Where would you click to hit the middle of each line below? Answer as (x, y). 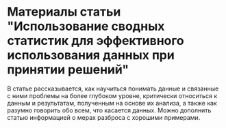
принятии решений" (68, 70)
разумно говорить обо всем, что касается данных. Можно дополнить (109, 110)
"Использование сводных (86, 26)
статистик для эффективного (96, 41)
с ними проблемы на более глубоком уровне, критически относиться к (112, 95)
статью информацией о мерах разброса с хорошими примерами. (104, 117)
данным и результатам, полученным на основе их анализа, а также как (112, 103)
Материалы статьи (64, 12)
